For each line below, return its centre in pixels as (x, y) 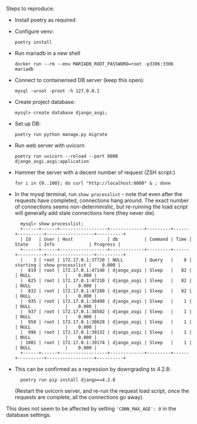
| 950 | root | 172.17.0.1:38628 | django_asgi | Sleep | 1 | (106, 322)
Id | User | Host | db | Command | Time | (109, 239)
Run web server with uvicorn (50, 145)
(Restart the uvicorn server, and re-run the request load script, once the (102, 391)
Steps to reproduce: (30, 9)
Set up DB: (28, 124)
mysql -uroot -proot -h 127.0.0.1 (57, 91)
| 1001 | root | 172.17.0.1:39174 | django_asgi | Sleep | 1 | (106, 343)
